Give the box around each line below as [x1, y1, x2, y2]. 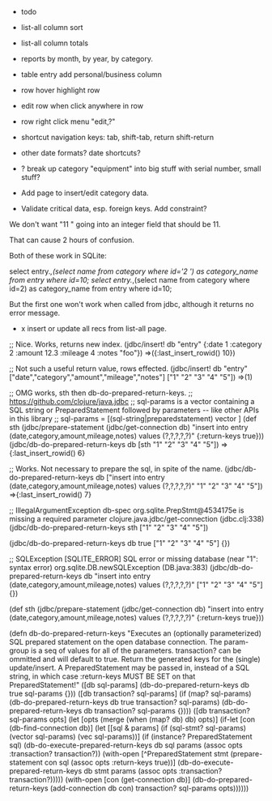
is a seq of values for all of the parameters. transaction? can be [30, 645, 242, 655]
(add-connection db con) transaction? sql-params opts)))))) [49, 783, 249, 793]
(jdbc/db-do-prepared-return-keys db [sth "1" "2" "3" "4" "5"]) [9, 440, 219, 449]
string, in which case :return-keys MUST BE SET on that [9, 671, 196, 681]
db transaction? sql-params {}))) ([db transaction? [83, 706, 250, 715]
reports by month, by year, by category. [20, 54, 153, 63]
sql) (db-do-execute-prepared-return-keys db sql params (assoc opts [9, 740, 243, 750]
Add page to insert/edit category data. [20, 188, 149, 198]
